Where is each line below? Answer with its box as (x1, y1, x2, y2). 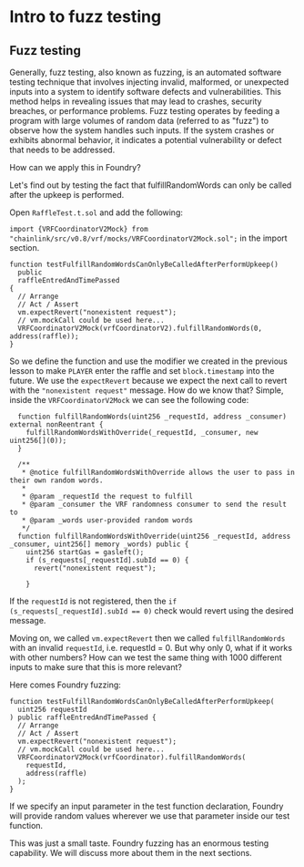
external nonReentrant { (9, 420, 104, 429)
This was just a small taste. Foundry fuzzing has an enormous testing (9, 838, 269, 849)
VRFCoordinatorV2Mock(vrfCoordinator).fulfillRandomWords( (17, 753, 247, 762)
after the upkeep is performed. (9, 190, 125, 200)
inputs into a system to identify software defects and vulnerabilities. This (9, 87, 282, 97)
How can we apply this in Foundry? (9, 162, 141, 172)
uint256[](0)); (9, 436, 67, 445)
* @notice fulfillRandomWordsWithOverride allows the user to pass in (21, 468, 296, 477)
